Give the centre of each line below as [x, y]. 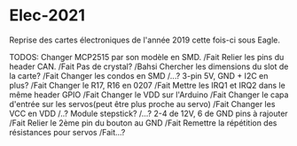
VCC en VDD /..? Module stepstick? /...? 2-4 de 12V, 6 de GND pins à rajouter [148, 113]
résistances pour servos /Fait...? [67, 132]
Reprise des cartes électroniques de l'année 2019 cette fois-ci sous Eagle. [145, 40]
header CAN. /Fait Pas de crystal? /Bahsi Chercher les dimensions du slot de [149, 66]
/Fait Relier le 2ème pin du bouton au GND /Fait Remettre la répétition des [143, 123]
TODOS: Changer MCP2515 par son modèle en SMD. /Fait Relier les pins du [147, 57]
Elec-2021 [47, 15]
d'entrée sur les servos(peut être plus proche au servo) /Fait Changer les [142, 104]
